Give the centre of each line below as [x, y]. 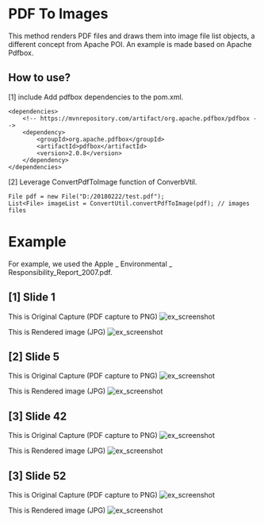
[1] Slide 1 [32, 298]
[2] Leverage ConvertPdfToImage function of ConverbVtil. [103, 182]
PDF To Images [58, 14]
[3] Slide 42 [38, 416]
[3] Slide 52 [37, 476]
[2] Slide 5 [34, 356]
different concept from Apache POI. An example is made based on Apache [130, 44]
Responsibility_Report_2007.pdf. [60, 272]
